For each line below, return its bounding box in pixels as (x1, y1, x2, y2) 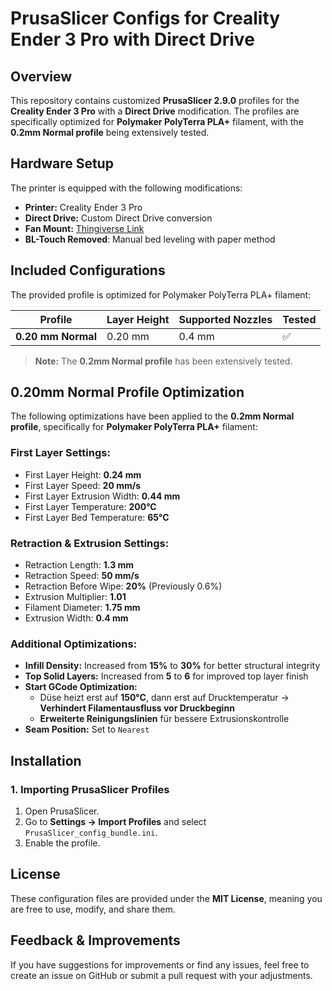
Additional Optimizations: (10, 637, 138, 651)
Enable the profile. (24, 837, 101, 849)
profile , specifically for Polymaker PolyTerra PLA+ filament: (10, 421, 258, 433)
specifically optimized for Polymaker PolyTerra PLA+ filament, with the (10, 116, 304, 127)
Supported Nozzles (178, 312, 273, 326)
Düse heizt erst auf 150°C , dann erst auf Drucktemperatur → (39, 692, 290, 704)
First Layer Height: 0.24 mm (24, 468, 142, 481)
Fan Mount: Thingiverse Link (24, 222, 145, 234)
